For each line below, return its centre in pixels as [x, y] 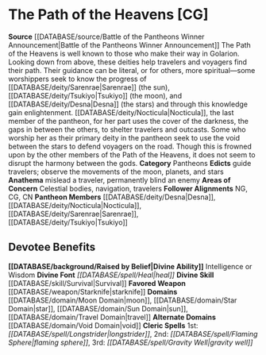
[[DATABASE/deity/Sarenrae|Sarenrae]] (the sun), [89, 87]
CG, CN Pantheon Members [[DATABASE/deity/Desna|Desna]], [112, 197]
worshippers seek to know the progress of [77, 79]
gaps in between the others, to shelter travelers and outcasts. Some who [127, 129]
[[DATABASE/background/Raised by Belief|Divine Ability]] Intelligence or [130, 266]
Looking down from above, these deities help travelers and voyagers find [128, 62]
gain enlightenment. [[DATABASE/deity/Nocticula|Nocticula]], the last [121, 112]
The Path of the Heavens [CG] [108, 15]
